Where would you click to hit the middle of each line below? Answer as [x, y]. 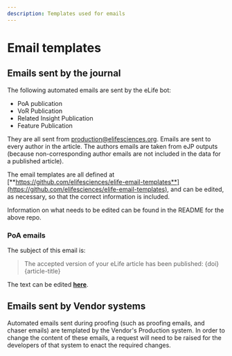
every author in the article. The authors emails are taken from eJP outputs [113, 146]
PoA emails [27, 235]
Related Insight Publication [55, 118]
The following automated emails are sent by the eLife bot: [89, 90]
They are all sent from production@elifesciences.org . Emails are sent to [109, 139]
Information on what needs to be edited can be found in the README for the [116, 210]
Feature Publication [45, 125]
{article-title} [42, 271]
